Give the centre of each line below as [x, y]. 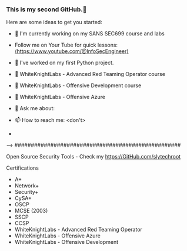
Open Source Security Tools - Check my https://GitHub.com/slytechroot [93, 157]
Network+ [27, 186]
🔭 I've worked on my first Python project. [64, 63]
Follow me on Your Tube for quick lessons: [66, 45]
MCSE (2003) [31, 211]
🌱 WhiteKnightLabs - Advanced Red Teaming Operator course [90, 74]
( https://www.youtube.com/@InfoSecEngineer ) [71, 51]
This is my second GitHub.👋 [46, 9]
